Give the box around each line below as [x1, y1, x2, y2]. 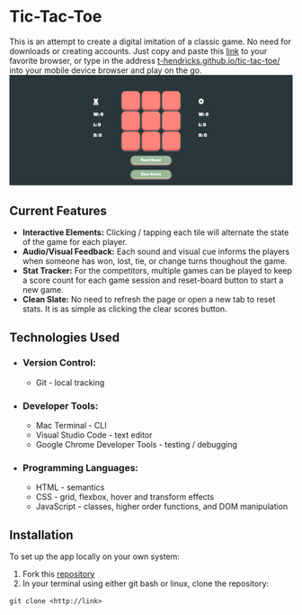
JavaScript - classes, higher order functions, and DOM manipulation [35, 502, 289, 512]
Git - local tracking [35, 376, 105, 388]
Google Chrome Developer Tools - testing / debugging [35, 439, 238, 450]
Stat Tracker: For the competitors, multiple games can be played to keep [22, 266, 292, 276]
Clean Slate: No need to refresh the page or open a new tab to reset [22, 294, 276, 305]
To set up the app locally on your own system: [9, 551, 180, 562]
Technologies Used [9, 330, 120, 345]
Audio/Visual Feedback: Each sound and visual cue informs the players [22, 246, 290, 258]
